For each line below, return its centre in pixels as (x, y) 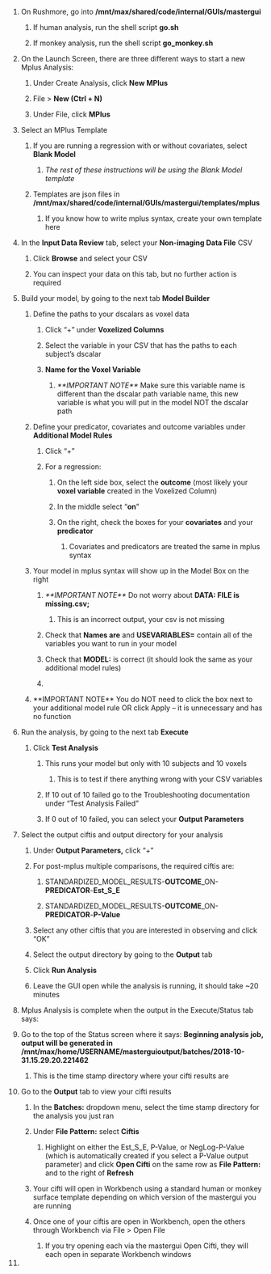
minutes (46, 995)
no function (52, 716)
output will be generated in (67, 1043)
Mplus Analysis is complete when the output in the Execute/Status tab (137, 1010)
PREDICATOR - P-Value (83, 914)
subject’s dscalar (73, 354)
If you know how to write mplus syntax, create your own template (154, 218)
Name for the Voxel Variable (93, 370)
